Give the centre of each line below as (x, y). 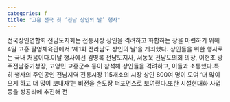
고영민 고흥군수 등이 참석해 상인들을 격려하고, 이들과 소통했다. (131, 66)
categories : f (27, 13)
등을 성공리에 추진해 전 (37, 91)
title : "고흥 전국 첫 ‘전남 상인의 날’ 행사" (64, 20)
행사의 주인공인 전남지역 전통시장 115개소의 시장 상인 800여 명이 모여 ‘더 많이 (117, 74)
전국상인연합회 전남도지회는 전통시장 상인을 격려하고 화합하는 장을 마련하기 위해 (114, 40)
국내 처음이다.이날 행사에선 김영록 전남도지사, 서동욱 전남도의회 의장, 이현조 (115, 57)
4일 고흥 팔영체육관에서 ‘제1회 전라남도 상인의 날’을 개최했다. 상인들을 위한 (106, 49)
